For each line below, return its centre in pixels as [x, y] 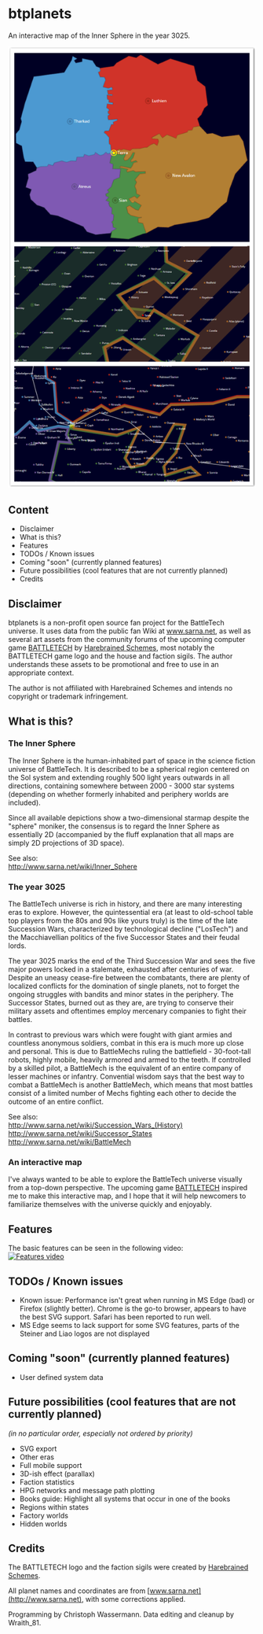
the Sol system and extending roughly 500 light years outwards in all [119, 777]
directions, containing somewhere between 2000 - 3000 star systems [121, 786]
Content [29, 509]
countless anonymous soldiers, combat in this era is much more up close [126, 1043]
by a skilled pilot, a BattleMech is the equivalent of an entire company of [125, 1068]
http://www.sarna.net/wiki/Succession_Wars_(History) [95, 1125]
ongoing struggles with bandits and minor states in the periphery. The [121, 994]
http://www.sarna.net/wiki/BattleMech [70, 1142]
